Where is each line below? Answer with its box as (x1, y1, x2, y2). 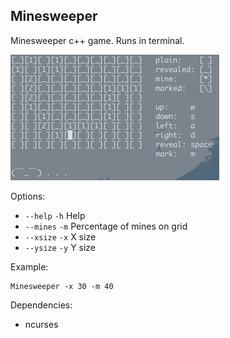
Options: (10, 190, 46, 202)
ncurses (24, 318, 59, 330)
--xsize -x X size (24, 230, 97, 243)
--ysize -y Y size (24, 241, 97, 253)
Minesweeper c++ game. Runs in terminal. (10, 34, 185, 46)
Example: (10, 260, 49, 273)
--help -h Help (24, 209, 86, 221)
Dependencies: (10, 299, 73, 311)
